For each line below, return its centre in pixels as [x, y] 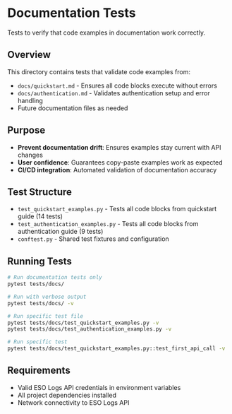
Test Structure [40, 192]
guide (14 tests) [40, 216]
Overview [29, 55]
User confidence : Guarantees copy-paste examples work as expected [120, 162]
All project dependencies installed [67, 395]
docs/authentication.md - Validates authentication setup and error [114, 93]
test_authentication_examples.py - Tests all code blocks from [108, 224]
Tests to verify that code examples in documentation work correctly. [106, 32]
